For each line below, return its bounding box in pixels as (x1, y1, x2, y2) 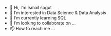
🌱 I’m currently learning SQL (9, 15, 67, 20)
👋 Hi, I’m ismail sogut (9, 5, 52, 10)
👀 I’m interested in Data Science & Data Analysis (9, 10, 106, 16)
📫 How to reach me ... (9, 26, 55, 31)
